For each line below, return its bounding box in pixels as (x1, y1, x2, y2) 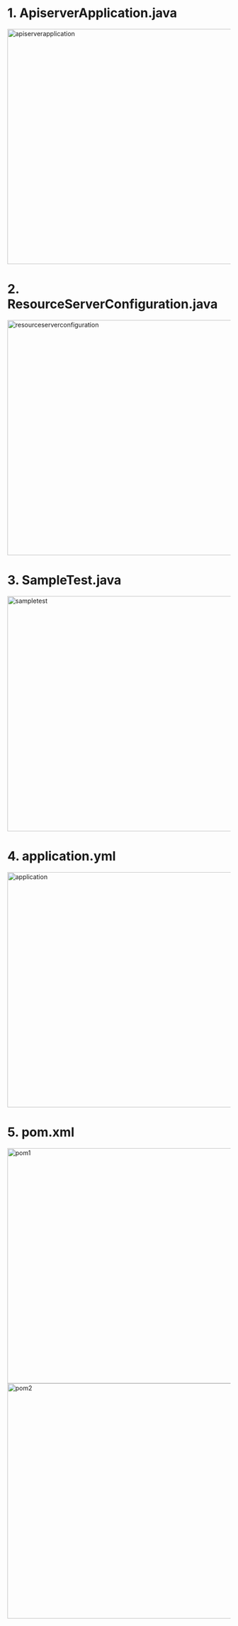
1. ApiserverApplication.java (7, 5, 178, 21)
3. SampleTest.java (7, 572, 122, 589)
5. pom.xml (7, 1124, 75, 1140)
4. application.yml (7, 849, 116, 864)
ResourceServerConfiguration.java (7, 296, 218, 312)
